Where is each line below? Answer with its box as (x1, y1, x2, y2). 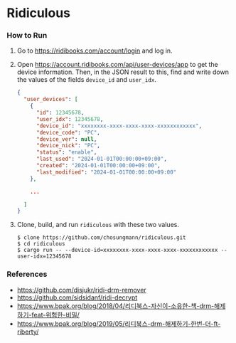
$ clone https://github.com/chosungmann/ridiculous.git (16, 234, 186, 241)
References (6, 269, 48, 279)
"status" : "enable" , (36, 149, 97, 156)
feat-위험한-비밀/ (31, 310, 80, 319)
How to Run (6, 31, 48, 41)
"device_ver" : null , (36, 135, 97, 143)
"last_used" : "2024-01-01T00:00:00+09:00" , (36, 155, 168, 163)
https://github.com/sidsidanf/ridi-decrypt (16, 293, 138, 302)
